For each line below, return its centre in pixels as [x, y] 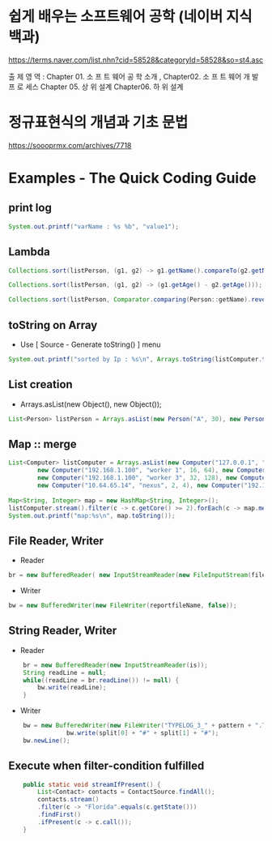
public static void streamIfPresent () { [92, 784]
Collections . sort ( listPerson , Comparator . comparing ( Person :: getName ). [130, 300]
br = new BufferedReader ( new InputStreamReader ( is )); [115, 665]
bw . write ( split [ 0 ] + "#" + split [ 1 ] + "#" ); [142, 733]
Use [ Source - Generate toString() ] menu [90, 344]
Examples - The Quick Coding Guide [132, 178]
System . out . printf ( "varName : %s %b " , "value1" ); [94, 226]
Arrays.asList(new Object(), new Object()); [91, 404]
